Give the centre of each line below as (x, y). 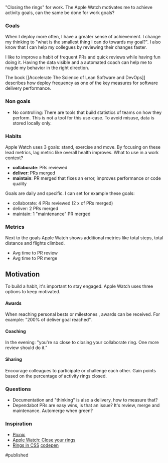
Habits (13, 136)
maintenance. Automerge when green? (53, 411)
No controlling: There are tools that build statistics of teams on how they (87, 112)
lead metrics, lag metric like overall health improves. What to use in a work (82, 152)
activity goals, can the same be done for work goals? (60, 13)
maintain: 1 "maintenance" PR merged (51, 214)
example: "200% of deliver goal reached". (49, 320)
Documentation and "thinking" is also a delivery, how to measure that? (85, 400)
